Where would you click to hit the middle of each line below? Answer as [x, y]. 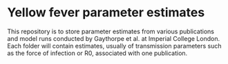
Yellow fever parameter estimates [106, 13]
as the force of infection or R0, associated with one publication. [97, 53]
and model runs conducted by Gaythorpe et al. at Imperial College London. [113, 38]
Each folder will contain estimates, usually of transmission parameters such [114, 46]
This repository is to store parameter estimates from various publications [111, 31]
